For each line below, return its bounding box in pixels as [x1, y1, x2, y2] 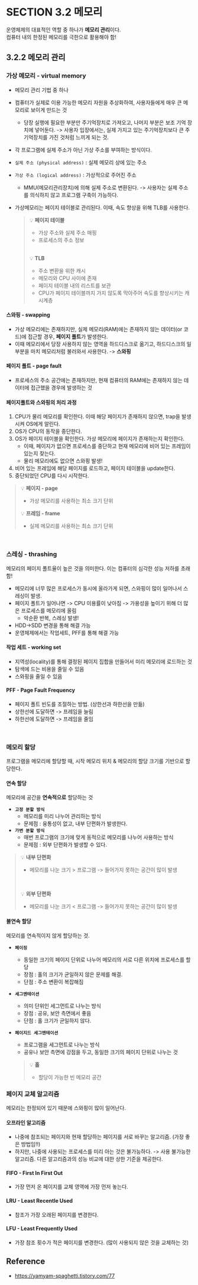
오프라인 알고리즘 [6, 1119, 46, 1126]
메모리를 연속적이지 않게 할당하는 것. [6, 932, 90, 939]
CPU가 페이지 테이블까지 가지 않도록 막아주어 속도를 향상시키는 [38, 289, 184, 296]
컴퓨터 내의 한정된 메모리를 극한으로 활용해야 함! [6, 33, 117, 40]
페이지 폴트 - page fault [6, 362, 62, 370]
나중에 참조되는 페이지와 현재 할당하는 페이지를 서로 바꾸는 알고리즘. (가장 [14, 1134, 184, 1141]
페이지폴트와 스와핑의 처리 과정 [6, 399, 77, 406]
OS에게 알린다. [25, 421, 60, 428]
